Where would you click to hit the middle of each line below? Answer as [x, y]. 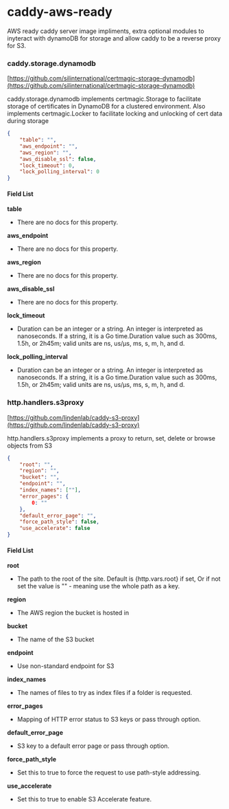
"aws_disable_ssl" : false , [58, 159]
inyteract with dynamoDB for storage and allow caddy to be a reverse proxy [114, 38]
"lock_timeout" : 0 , [47, 166]
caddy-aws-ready [60, 12]
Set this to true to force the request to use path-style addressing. [109, 773]
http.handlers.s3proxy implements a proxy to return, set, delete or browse [111, 438]
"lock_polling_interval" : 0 [59, 172]
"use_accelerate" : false [55, 529]
